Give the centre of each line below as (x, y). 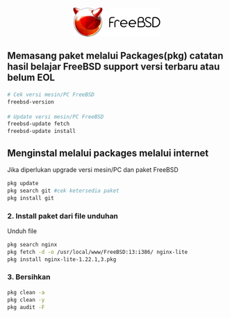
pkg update (23, 183)
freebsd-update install (42, 132)
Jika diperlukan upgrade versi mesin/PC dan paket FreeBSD (93, 169)
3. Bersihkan (29, 277)
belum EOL (31, 78)
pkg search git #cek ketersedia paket (63, 191)
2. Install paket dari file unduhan (63, 216)
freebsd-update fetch (39, 124)
